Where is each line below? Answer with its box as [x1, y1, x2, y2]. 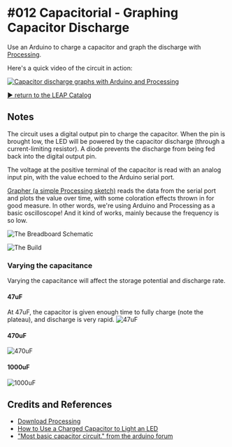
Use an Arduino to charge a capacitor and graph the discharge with [7, 43, 201, 51]
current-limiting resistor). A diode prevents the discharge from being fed [7, 145, 215, 153]
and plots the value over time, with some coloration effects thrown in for [7, 193, 215, 202]
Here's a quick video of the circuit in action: [7, 64, 133, 72]
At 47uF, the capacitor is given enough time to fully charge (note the [7, 308, 204, 316]
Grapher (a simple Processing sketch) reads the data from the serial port [7, 186, 217, 195]
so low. [7, 216, 28, 224]
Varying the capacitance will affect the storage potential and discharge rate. [7, 277, 226, 285]
